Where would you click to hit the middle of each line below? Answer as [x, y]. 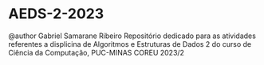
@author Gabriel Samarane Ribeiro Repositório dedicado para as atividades [132, 36]
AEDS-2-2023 [56, 14]
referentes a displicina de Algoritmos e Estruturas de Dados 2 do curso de [130, 44]
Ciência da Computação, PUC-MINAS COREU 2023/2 [97, 52]
